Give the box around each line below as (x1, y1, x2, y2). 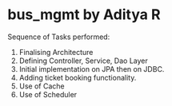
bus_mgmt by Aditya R (7, 6, 161, 24)
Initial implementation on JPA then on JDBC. (18, 64, 165, 73)
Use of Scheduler (18, 89, 78, 99)
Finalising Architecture (18, 47, 94, 57)
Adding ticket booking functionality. (18, 73, 137, 82)
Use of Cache (18, 81, 65, 91)
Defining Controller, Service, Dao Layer (18, 56, 149, 65)
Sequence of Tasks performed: (7, 32, 110, 41)
